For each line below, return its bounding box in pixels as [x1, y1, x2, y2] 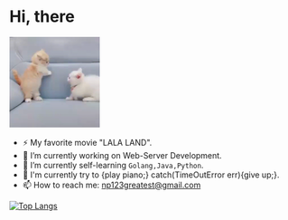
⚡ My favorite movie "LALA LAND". [22, 137, 153, 148]
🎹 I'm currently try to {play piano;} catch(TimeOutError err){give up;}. [22, 169, 280, 180]
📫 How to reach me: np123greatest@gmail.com [22, 179, 201, 190]
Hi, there [9, 6, 75, 27]
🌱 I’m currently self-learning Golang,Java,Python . [22, 159, 204, 170]
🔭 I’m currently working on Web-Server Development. [22, 149, 223, 160]
